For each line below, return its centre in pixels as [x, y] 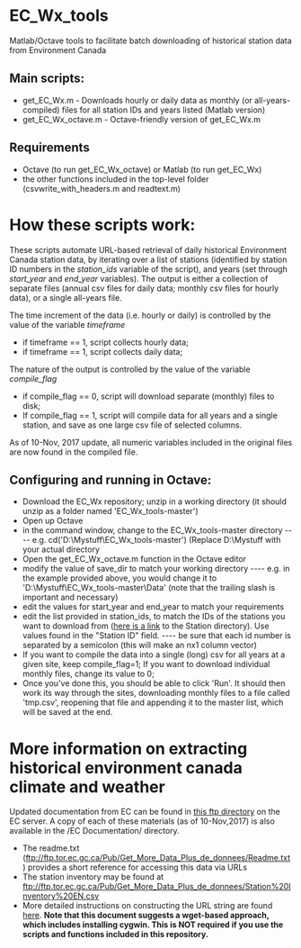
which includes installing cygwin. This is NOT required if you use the [153, 925]
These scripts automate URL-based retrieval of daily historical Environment [148, 249]
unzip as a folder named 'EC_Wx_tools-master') [111, 511]
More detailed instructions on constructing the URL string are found [147, 906]
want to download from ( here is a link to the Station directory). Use [146, 626]
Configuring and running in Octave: [111, 479]
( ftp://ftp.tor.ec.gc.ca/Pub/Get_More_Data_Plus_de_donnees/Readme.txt [156, 858]
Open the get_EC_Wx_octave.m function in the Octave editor [134, 559]
